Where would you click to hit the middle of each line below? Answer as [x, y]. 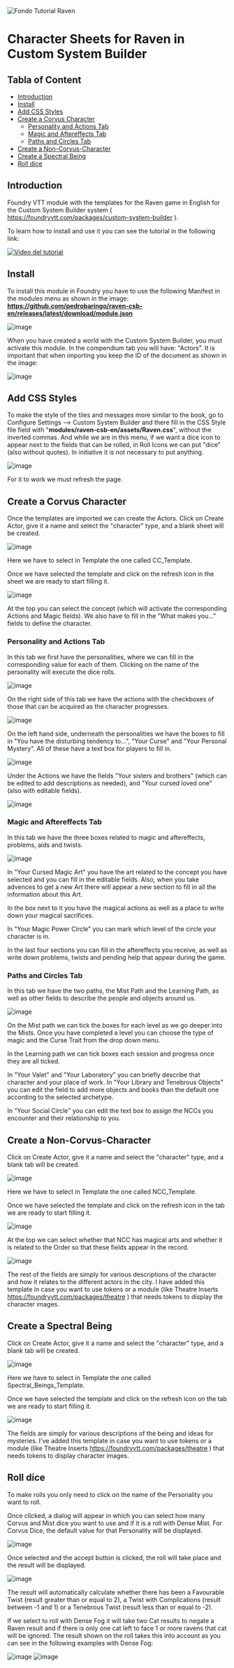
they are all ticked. [34, 1061]
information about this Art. [45, 894]
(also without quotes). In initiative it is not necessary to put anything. [105, 453]
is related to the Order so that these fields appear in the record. [98, 1247]
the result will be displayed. [46, 1565]
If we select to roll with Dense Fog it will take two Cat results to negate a [111, 1620]
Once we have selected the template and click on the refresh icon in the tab [116, 1205]
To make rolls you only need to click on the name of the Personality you [110, 1494]
